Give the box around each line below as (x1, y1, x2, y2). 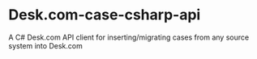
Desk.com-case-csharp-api (8, 6, 201, 24)
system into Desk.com (8, 40, 83, 50)
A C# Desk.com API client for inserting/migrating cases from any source (8, 32, 250, 42)
